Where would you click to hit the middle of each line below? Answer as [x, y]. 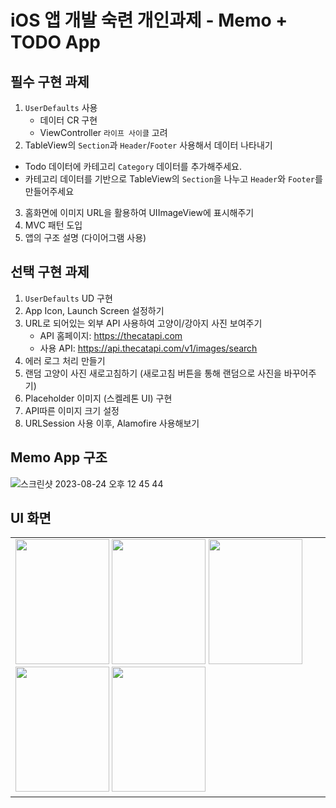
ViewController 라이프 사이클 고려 [103, 132]
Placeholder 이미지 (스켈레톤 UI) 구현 [98, 398]
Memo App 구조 [59, 457]
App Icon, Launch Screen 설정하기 [94, 310]
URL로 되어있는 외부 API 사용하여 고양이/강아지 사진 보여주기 [143, 323]
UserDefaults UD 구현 [68, 298]
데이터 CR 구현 [68, 120]
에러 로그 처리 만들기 [65, 360]
